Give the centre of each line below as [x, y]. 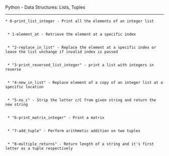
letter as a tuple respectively [39, 148]
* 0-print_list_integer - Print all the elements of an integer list [80, 21]
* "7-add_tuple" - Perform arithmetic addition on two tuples [74, 131]
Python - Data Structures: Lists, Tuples [45, 7]
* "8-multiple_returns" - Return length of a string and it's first [81, 144]
